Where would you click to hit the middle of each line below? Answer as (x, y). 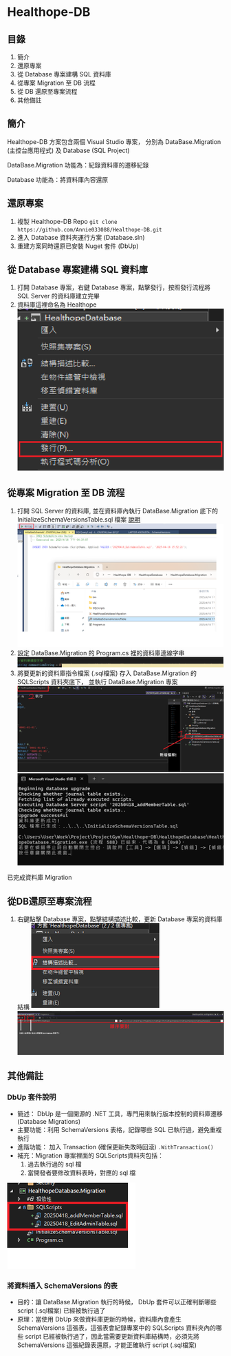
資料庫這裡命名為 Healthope (57, 305)
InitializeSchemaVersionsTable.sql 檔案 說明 (79, 519)
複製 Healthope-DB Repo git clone (67, 221)
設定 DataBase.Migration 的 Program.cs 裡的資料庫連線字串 (101, 653)
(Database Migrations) (49, 1121)
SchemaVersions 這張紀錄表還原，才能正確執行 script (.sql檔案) (107, 1345)
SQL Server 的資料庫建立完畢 (58, 296)
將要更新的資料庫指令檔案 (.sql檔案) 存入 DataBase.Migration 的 (107, 673)
